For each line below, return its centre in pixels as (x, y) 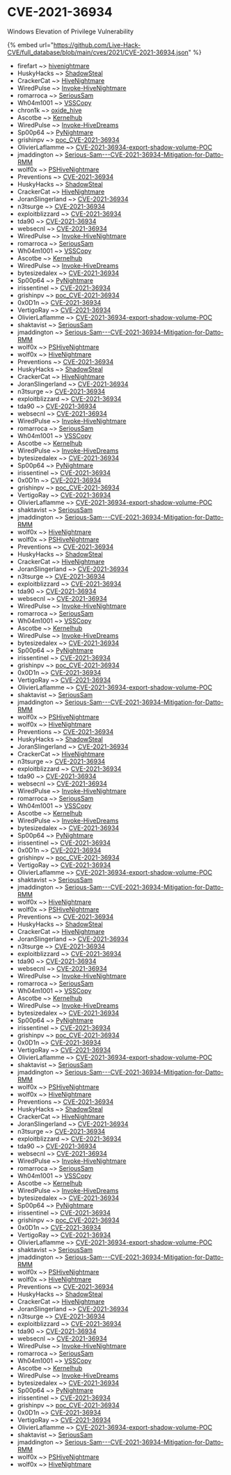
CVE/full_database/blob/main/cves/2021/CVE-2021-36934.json (98, 52)
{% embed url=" (31, 45)
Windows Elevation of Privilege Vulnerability (70, 31)
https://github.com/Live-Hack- (97, 45)
